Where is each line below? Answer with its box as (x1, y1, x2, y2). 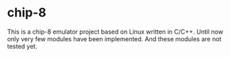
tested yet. (7, 42, 38, 50)
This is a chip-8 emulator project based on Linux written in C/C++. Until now (7, 27, 224, 36)
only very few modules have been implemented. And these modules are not (7, 34, 222, 43)
